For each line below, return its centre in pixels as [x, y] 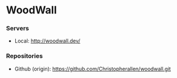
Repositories [25, 56]
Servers [18, 29]
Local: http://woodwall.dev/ [47, 41]
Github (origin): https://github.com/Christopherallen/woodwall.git [93, 69]
